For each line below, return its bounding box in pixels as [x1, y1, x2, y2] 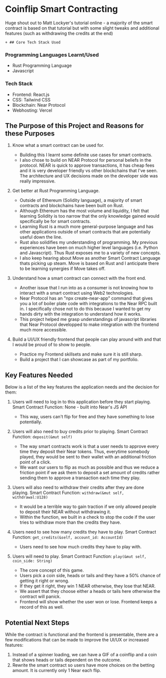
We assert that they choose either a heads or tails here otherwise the [19, 588, 161, 594]
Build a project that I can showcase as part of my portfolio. [19, 357, 139, 362]
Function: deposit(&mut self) [12, 434, 73, 440]
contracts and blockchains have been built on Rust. [19, 203, 124, 209]
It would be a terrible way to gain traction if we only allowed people [19, 503, 157, 510]
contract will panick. [19, 593, 61, 599]
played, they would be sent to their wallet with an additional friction [19, 454, 157, 460]
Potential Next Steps [5, 618, 70, 627]
